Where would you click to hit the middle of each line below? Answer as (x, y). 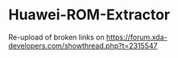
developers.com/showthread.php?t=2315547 (83, 45)
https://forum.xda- (137, 37)
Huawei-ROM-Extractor (89, 15)
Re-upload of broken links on (56, 37)
